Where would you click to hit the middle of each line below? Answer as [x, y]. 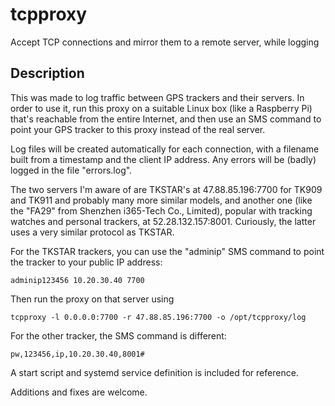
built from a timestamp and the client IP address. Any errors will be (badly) [163, 159]
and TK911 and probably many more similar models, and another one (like [161, 200]
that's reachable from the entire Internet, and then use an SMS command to [166, 119]
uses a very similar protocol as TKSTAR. [92, 232]
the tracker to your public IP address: [86, 262]
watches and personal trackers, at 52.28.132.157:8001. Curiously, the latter [163, 221]
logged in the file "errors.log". [71, 170]
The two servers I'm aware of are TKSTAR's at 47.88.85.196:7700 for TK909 [166, 189]
